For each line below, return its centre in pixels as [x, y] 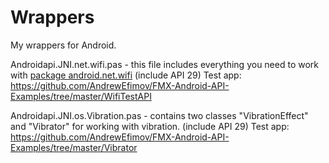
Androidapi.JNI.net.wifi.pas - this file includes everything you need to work [165, 64]
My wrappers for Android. [63, 45]
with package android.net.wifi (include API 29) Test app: [126, 75]
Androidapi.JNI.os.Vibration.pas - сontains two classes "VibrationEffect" [159, 115]
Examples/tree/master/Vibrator [74, 147]
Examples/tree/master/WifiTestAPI [81, 96]
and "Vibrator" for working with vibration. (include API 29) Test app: [150, 126]
